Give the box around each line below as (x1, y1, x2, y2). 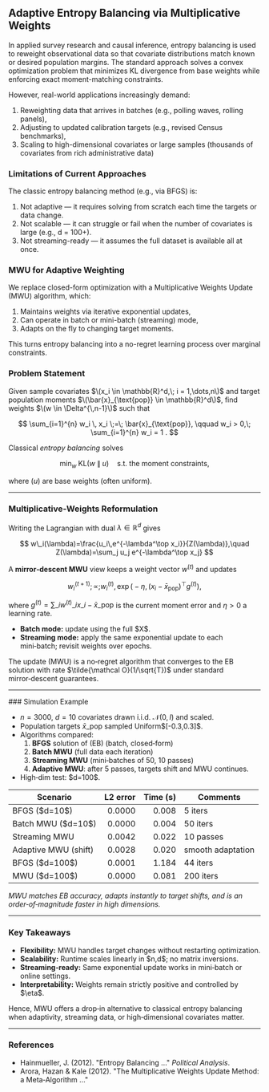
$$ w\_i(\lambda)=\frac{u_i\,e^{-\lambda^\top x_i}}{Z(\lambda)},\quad (19, 539, 250, 549)
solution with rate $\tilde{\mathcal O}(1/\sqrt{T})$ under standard (8, 665, 224, 675)
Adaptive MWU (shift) (12, 844, 94, 855)
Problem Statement (8, 368, 86, 380)
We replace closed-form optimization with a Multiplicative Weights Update (8, 282, 254, 292)
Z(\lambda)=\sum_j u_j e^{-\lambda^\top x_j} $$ (55, 547, 214, 557)
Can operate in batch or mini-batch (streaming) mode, (19, 315, 199, 325)
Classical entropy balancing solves (8, 443, 124, 453)
